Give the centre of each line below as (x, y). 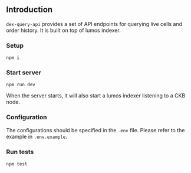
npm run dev (21, 85)
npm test (17, 164)
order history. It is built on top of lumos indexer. (63, 30)
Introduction (29, 10)
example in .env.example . (37, 136)
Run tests (20, 152)
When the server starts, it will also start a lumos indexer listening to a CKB (96, 96)
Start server (24, 73)
